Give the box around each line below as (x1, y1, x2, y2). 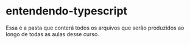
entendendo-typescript (5, 4, 128, 18)
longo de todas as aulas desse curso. (5, 30, 100, 37)
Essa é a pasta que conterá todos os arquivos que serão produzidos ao (5, 24, 185, 31)
